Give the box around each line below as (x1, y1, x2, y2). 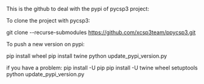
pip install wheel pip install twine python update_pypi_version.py (6, 52, 167, 60)
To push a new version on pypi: (6, 41, 85, 47)
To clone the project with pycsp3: (6, 17, 90, 24)
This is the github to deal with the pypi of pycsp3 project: (6, 5, 149, 12)
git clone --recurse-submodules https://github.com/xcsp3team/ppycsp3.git (6, 29, 196, 36)
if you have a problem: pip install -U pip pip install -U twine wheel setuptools (6, 64, 198, 71)
